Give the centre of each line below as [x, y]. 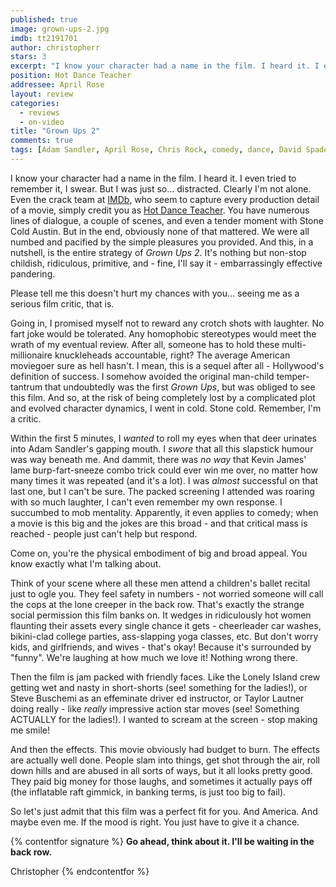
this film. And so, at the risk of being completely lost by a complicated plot [163, 397]
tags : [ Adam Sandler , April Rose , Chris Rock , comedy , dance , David [156, 150]
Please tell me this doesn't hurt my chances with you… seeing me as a [155, 293]
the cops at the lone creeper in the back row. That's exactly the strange [157, 604]
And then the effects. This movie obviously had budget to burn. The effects [165, 749]
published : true [44, 19]
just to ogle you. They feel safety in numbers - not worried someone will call [167, 593]
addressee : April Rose [57, 85]
